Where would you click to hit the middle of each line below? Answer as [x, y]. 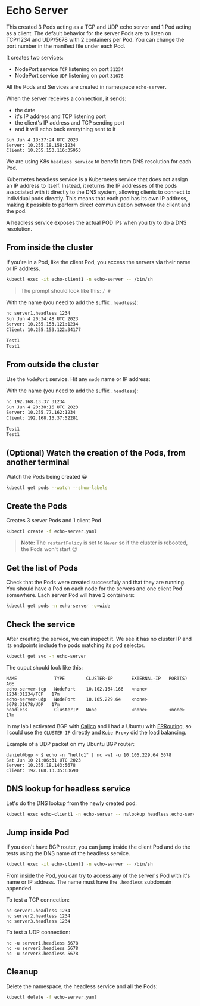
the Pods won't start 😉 [49, 549]
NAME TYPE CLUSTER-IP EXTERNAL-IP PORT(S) [97, 678]
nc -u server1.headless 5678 [42, 943]
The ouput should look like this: [45, 667]
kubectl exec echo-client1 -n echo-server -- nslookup [76, 814]
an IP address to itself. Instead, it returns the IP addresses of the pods [92, 185]
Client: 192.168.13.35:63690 [42, 770]
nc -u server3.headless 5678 [42, 954]
